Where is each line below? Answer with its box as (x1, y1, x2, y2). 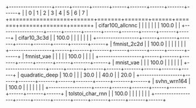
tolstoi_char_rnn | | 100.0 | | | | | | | (68, 90, 150, 97)
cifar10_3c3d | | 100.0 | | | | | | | (18, 34, 92, 41)
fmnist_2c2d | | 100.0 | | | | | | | (113, 40, 186, 47)
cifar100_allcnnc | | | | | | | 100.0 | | (98, 22, 180, 29)
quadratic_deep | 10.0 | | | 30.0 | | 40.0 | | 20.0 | (21, 71, 136, 78)
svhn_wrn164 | (155, 78, 191, 85)
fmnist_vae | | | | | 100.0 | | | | (25, 53, 94, 60)
